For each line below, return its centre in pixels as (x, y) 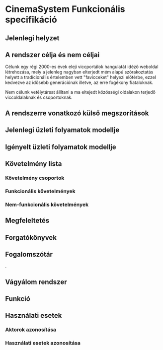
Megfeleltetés (27, 221)
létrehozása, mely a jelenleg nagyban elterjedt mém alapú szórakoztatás (79, 72)
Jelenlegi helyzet (32, 38)
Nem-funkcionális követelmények (47, 205)
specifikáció (31, 20)
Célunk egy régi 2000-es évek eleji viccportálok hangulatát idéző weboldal (82, 67)
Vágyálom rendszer (36, 282)
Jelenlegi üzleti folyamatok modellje (62, 130)
